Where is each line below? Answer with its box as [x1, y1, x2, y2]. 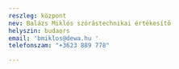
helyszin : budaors [8, 26, 70, 34]
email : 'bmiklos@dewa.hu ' [8, 34, 99, 43]
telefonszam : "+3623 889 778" [8, 42, 110, 50]
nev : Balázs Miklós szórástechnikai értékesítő [8, 19, 172, 27]
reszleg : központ [8, 11, 67, 20]
